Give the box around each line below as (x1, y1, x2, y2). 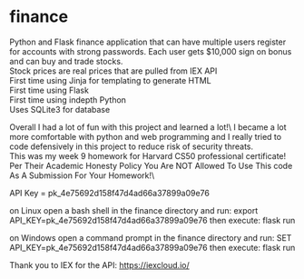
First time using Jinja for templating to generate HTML (9, 75, 211, 85)
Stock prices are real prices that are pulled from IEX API (9, 65, 218, 76)
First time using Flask (9, 85, 89, 95)
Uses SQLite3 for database (9, 104, 111, 115)
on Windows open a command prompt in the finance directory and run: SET (9, 232, 292, 243)
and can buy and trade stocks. (9, 55, 123, 66)
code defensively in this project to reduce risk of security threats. (9, 141, 254, 152)
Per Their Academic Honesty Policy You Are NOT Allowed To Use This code (9, 160, 293, 171)
